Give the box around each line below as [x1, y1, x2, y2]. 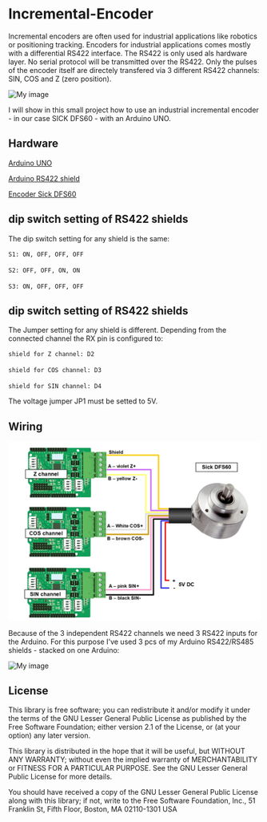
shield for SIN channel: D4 [8, 383, 102, 391]
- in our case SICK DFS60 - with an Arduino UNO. [8, 113, 172, 123]
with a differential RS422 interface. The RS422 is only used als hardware [8, 48, 248, 58]
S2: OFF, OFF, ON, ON [8, 266, 81, 274]
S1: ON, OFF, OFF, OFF [8, 250, 84, 258]
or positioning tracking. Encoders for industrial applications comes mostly [8, 39, 251, 49]
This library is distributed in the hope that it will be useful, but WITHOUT [8, 747, 245, 756]
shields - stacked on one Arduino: [8, 645, 120, 654]
